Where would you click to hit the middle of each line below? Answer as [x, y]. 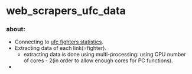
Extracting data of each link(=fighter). [60, 48]
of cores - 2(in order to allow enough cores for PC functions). [98, 60]
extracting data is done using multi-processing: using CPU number [105, 55]
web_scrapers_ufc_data [66, 11]
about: [16, 29]
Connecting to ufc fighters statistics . [59, 42]
